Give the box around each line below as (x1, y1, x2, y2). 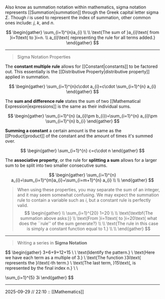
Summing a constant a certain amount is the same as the (5, 128, 122, 133)
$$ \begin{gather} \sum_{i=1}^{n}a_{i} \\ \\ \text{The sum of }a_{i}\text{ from (5, 30, 160, 35)
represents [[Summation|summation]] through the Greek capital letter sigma (5, 9, 159, 15)
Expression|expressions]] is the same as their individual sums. (5, 103, 131, 109)
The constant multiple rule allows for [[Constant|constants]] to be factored (5, 63, 158, 69)
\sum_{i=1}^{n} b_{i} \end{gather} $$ (45, 118, 120, 124)
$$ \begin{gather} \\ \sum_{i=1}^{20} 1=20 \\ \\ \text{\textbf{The (24, 210, 153, 216)
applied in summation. (5, 74, 50, 80)
